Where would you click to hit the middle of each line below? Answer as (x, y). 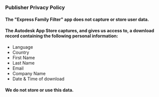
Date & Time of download (38, 79)
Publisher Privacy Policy (35, 7)
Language (23, 47)
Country (21, 52)
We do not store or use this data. (39, 90)
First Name (24, 57)
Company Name (29, 73)
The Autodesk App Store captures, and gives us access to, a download (80, 31)
